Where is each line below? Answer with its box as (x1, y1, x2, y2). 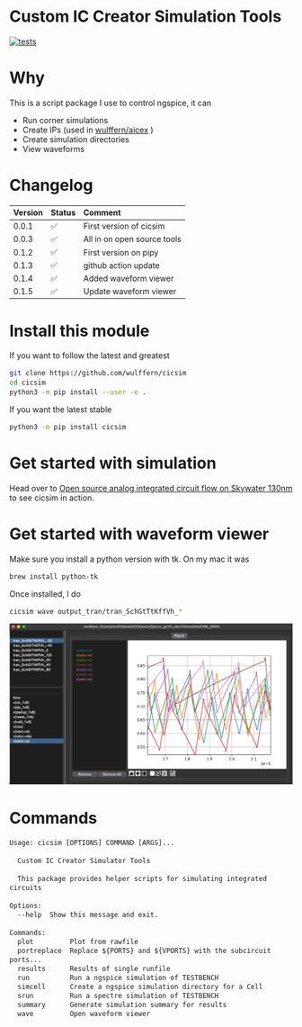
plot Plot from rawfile (17, 938, 139, 947)
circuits (9, 884, 42, 893)
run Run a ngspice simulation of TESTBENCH (17, 974, 219, 983)
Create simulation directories (22, 133, 130, 145)
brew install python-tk (9, 572, 99, 581)
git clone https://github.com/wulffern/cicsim (9, 369, 187, 378)
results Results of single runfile (17, 965, 171, 974)
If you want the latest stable (9, 403, 112, 415)
